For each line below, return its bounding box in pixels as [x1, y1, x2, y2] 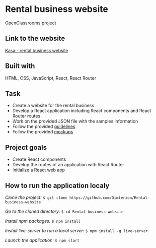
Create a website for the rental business [12, 103, 94, 109]
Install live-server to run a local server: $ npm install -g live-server [5, 228, 148, 234]
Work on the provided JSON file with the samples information [12, 118, 138, 124]
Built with [5, 62, 35, 70]
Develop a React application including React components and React [12, 108, 152, 114]
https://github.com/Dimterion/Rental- [69, 195, 150, 200]
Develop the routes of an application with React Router [12, 162, 124, 168]
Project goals [5, 143, 47, 152]
